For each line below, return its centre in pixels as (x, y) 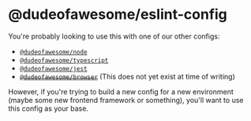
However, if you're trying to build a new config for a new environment (121, 91)
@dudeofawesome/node (53, 52)
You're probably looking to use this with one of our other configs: (114, 36)
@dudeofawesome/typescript (64, 60)
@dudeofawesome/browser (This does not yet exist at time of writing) (127, 76)
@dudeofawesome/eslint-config (118, 15)
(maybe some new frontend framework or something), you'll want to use (126, 100)
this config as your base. (49, 108)
